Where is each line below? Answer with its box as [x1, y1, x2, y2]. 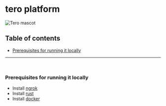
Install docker [12, 96, 41, 102]
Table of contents [5, 34, 60, 43]
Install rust [12, 91, 34, 97]
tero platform [5, 3, 60, 15]
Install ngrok [12, 85, 38, 91]
